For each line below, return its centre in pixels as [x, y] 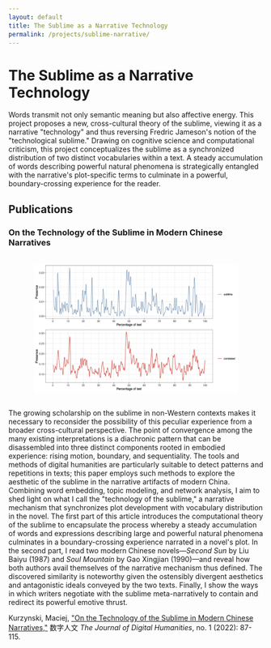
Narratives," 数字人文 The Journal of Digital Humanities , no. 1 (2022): [123, 627]
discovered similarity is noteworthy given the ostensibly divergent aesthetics [136, 576]
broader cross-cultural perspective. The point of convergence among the [131, 430]
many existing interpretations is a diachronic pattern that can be [115, 438]
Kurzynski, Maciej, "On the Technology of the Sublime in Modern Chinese [131, 618]
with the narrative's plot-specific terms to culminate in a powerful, [118, 175]
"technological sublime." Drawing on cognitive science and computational [131, 141]
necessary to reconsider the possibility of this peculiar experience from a [130, 421]
